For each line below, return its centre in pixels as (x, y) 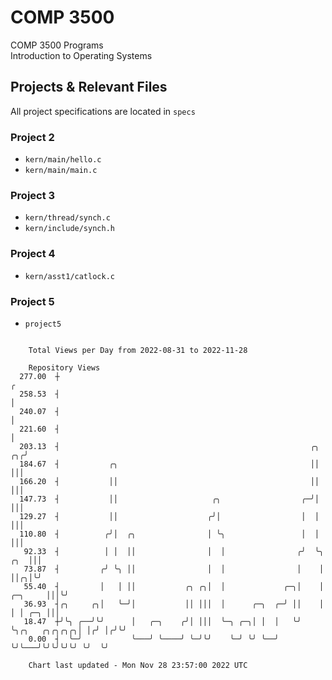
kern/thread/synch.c (67, 218)
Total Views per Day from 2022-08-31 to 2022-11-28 (138, 350)
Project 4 (33, 254)
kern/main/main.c (61, 171)
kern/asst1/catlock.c (69, 276)
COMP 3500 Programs (57, 45)
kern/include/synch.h (69, 229)
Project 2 (32, 137)
